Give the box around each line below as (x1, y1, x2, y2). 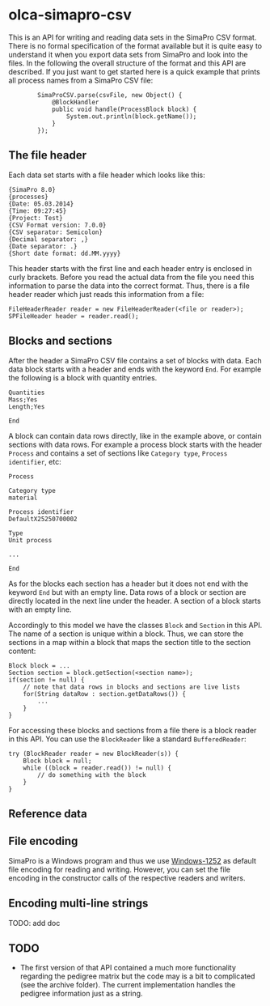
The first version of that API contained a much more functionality (19, 963, 237, 973)
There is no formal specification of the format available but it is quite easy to (8, 40, 263, 50)
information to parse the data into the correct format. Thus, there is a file (8, 281, 251, 291)
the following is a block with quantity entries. (8, 372, 158, 382)
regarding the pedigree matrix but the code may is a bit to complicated (19, 971, 255, 981)
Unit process (8, 536, 53, 544)
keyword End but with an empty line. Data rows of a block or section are (8, 587, 247, 596)
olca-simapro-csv (8, 6, 132, 24)
